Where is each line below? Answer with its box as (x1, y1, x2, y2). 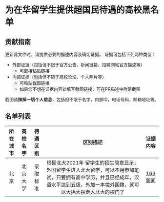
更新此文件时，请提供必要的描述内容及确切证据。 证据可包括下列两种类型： (5, 52, 156, 57)
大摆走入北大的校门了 (75, 188, 125, 195)
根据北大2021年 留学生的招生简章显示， (46, 159, 139, 166)
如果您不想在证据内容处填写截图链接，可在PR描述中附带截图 (19, 86, 141, 92)
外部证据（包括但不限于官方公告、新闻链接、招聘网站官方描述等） (12, 62, 145, 67)
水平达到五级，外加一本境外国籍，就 (51, 181, 135, 188)
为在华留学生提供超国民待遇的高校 (5, 4, 143, 16)
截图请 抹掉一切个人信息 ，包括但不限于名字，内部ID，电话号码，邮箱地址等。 (5, 97, 159, 102)
